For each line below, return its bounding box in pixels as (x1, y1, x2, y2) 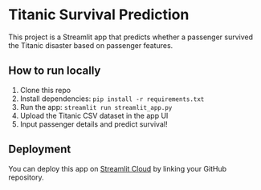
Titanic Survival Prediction (8, 6, 190, 24)
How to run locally (8, 64, 101, 78)
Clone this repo (19, 85, 71, 95)
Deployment (8, 143, 71, 156)
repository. (8, 172, 44, 182)
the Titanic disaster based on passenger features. (8, 40, 173, 50)
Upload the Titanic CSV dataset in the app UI (19, 111, 169, 120)
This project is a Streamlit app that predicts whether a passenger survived (8, 32, 254, 42)
